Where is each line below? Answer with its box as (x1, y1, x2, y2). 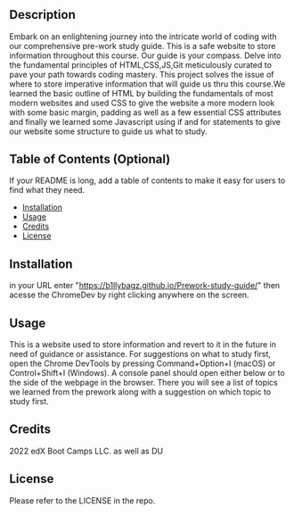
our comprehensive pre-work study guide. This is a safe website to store (9, 40, 276, 51)
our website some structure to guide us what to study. (9, 126, 208, 137)
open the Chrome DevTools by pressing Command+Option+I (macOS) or (9, 358, 276, 369)
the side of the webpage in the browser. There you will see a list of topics (9, 378, 278, 388)
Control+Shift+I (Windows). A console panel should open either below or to (9, 368, 285, 378)
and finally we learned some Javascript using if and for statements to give (9, 116, 281, 127)
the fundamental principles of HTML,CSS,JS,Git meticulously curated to (9, 59, 272, 70)
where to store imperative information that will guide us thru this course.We (9, 79, 286, 89)
